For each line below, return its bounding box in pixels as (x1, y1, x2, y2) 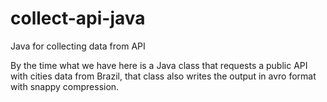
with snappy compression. (10, 80, 120, 92)
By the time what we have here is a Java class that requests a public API (10, 59, 308, 71)
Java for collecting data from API (10, 40, 146, 52)
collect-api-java (10, 7, 146, 30)
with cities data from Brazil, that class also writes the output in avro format (10, 70, 317, 82)
